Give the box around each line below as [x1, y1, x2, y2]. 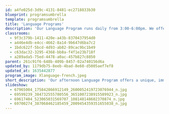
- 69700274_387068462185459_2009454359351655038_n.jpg [10, 101, 127, 106]
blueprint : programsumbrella [5, 12, 66, 17]
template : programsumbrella [5, 17, 64, 22]
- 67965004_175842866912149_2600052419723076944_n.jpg [10, 87, 127, 92]
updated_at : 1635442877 [5, 69, 55, 74]
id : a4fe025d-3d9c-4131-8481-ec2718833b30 [5, 7, 96, 13]
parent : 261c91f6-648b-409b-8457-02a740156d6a [5, 59, 105, 64]
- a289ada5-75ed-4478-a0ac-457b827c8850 [10, 54, 96, 60]
